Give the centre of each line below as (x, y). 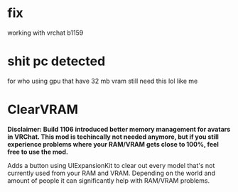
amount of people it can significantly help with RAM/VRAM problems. (109, 180)
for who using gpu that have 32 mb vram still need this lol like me (103, 81)
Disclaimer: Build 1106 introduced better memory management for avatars (119, 129)
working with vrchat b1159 (45, 33)
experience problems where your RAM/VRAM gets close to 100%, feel (113, 144)
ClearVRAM (43, 109)
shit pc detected (56, 61)
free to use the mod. (38, 152)
